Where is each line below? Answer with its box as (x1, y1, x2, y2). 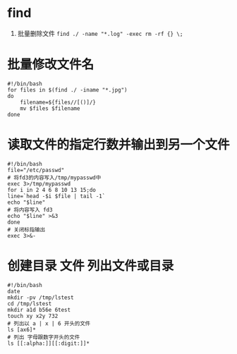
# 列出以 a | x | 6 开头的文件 (7, 319, 91, 327)
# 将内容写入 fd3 (7, 206, 53, 213)
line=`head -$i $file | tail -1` (7, 193, 106, 200)
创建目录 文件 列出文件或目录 (7, 258, 174, 274)
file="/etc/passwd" (7, 166, 65, 173)
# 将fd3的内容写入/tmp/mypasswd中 (7, 174, 102, 181)
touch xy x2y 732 (7, 312, 59, 319)
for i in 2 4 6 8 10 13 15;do (7, 186, 97, 193)
